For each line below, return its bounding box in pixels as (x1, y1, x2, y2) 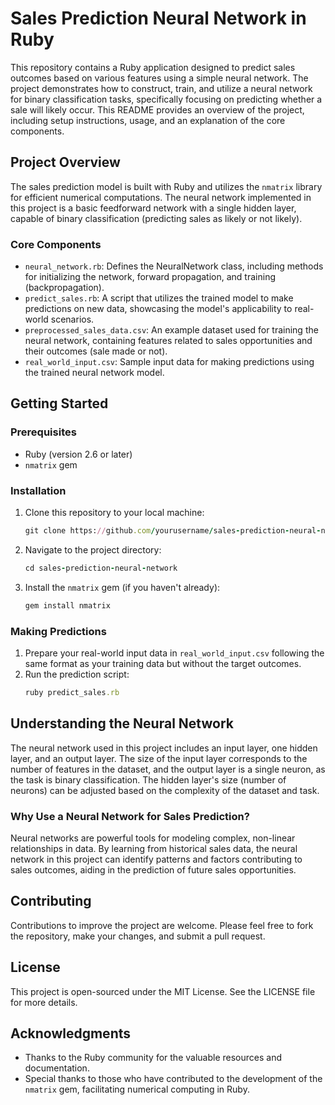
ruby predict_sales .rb (24, 687, 120, 697)
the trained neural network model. (24, 367, 165, 379)
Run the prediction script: (24, 668, 130, 680)
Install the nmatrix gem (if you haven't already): (24, 581, 221, 593)
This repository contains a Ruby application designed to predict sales (10, 61, 296, 73)
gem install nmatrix (24, 600, 111, 611)
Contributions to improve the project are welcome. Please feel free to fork (10, 919, 314, 931)
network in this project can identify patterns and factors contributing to (10, 853, 303, 865)
